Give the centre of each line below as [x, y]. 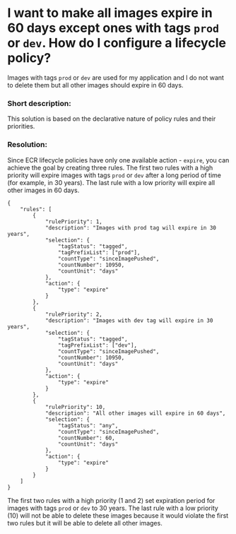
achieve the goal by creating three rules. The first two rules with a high [110, 167]
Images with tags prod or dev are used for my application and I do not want [116, 77]
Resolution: [28, 145]
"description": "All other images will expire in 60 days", [135, 413]
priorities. [21, 126]
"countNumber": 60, [86, 438]
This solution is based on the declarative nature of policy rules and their [112, 119]
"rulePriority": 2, [73, 314]
